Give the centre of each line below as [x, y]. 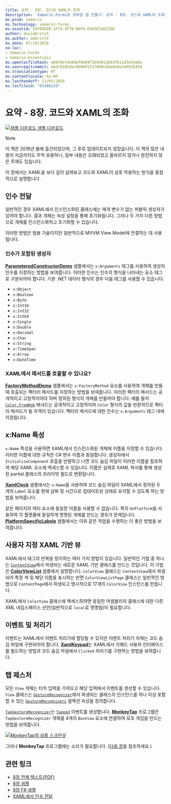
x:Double [22, 327]
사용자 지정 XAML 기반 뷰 [43, 545]
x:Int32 [21, 311]
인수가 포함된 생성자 [28, 254]
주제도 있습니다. [26, 161]
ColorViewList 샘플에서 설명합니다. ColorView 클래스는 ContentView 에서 [83, 571]
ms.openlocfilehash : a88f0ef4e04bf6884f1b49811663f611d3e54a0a [74, 62]
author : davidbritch [27, 34]
